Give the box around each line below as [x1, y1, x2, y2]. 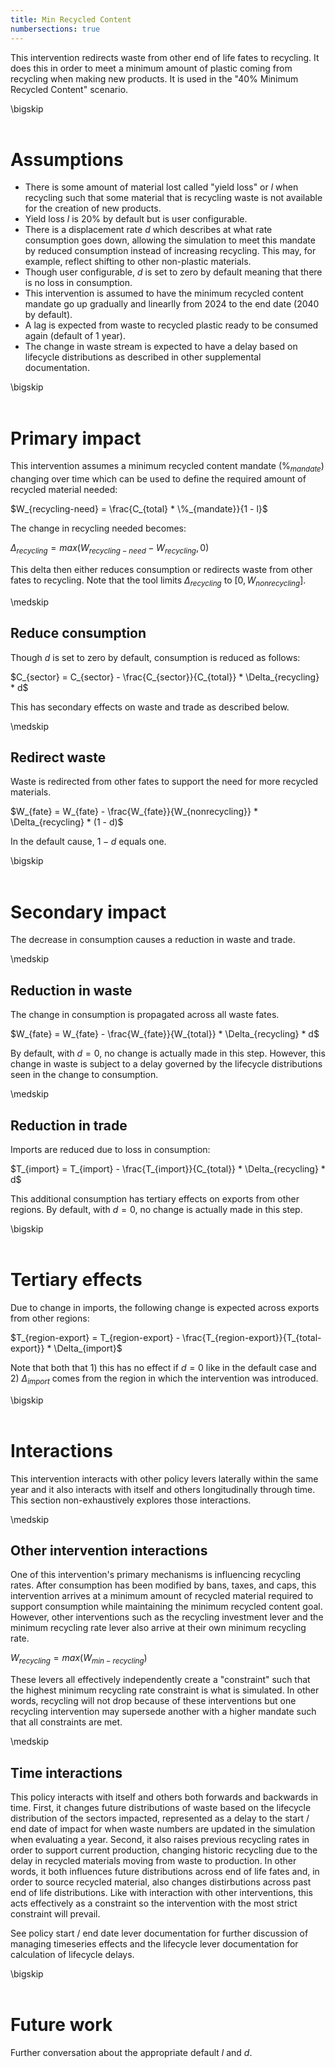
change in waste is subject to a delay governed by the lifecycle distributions [10, 1058, 323, 1070]
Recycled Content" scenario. [10, 83, 129, 95]
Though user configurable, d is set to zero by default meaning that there [24, 266, 323, 278]
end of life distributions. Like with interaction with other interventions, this [10, 1887, 313, 1899]
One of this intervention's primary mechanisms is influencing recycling [10, 1569, 302, 1581]
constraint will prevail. [10, 1908, 101, 1920]
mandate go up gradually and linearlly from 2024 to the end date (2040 [24, 298, 320, 310]
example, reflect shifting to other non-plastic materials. [24, 256, 252, 268]
